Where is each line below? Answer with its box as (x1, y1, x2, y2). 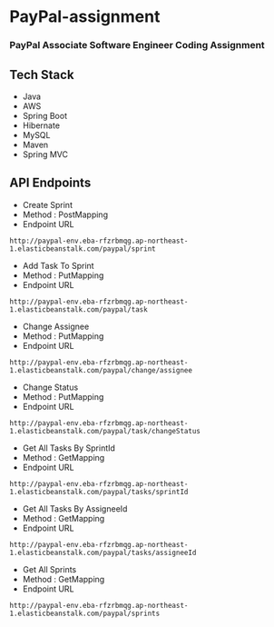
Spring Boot (22, 110, 68, 121)
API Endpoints (9, 175, 92, 191)
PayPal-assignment (9, 6, 161, 27)
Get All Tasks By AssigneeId (22, 503, 128, 514)
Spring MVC (22, 148, 69, 160)
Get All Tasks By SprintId (22, 443, 116, 453)
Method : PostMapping (22, 209, 109, 220)
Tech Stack (9, 66, 74, 83)
